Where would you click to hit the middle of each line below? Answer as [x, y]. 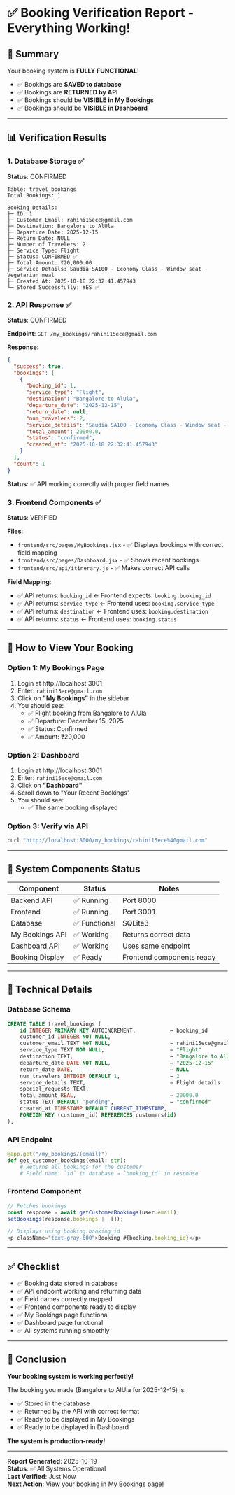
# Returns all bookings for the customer [81, 1167]
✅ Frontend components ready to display [77, 1307]
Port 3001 [139, 912]
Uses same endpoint [156, 946]
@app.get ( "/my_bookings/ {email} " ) [58, 1154]
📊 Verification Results [57, 138]
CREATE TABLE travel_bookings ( [54, 1024]
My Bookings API [39, 934]
